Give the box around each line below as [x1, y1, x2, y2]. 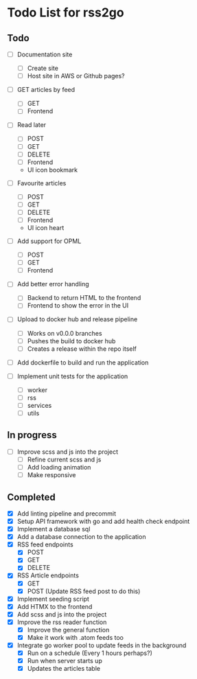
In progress [7, 429, 57, 441]
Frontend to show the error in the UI [27, 301, 129, 310]
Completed [7, 491, 56, 503]
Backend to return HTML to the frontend [27, 294, 141, 302]
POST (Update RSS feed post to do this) [27, 587, 141, 595]
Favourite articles [16, 179, 67, 187]
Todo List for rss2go [7, 5, 125, 21]
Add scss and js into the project [16, 610, 107, 619]
